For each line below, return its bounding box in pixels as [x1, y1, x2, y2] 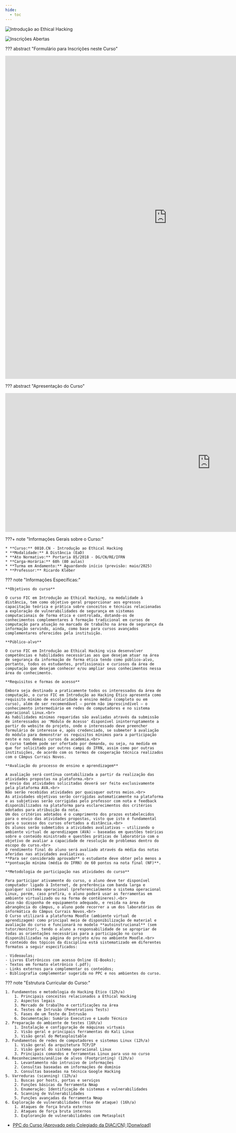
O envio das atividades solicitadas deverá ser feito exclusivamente [5, 781, 155, 786]
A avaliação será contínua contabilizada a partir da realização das [5, 772, 155, 777]
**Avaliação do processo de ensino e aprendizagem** [5, 763, 119, 768]
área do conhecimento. [5, 670, 53, 676]
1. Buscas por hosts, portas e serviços [14, 1077, 100, 1083]
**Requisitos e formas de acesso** [5, 679, 80, 684]
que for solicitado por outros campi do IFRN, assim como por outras [5, 745, 155, 750]
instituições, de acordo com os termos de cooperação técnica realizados [5, 750, 164, 755]
